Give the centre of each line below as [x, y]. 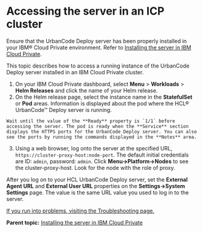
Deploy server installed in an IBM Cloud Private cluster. [75, 72]
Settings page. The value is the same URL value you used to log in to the [98, 192]
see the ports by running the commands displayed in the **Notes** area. [102, 137]
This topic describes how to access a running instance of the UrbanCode [98, 66]
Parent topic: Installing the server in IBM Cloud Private [74, 222]
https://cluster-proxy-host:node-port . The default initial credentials [102, 155]
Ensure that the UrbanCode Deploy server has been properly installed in [97, 41]
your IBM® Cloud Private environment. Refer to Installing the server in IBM [99, 47]
